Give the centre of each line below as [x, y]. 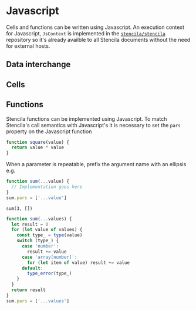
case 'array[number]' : [49, 257]
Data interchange [38, 65]
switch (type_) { [38, 241]
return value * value [38, 148]
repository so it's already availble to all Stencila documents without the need [98, 39]
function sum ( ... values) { [39, 219]
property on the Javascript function [49, 131]
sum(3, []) [19, 208]
